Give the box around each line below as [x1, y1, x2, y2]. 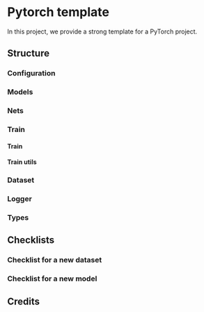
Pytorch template [7, 4, 110, 20]
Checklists [7, 235, 55, 246]
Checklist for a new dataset [7, 255, 102, 265]
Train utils [7, 158, 37, 166]
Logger [7, 194, 33, 204]
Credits [7, 295, 40, 307]
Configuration [7, 68, 56, 78]
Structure [7, 47, 50, 59]
